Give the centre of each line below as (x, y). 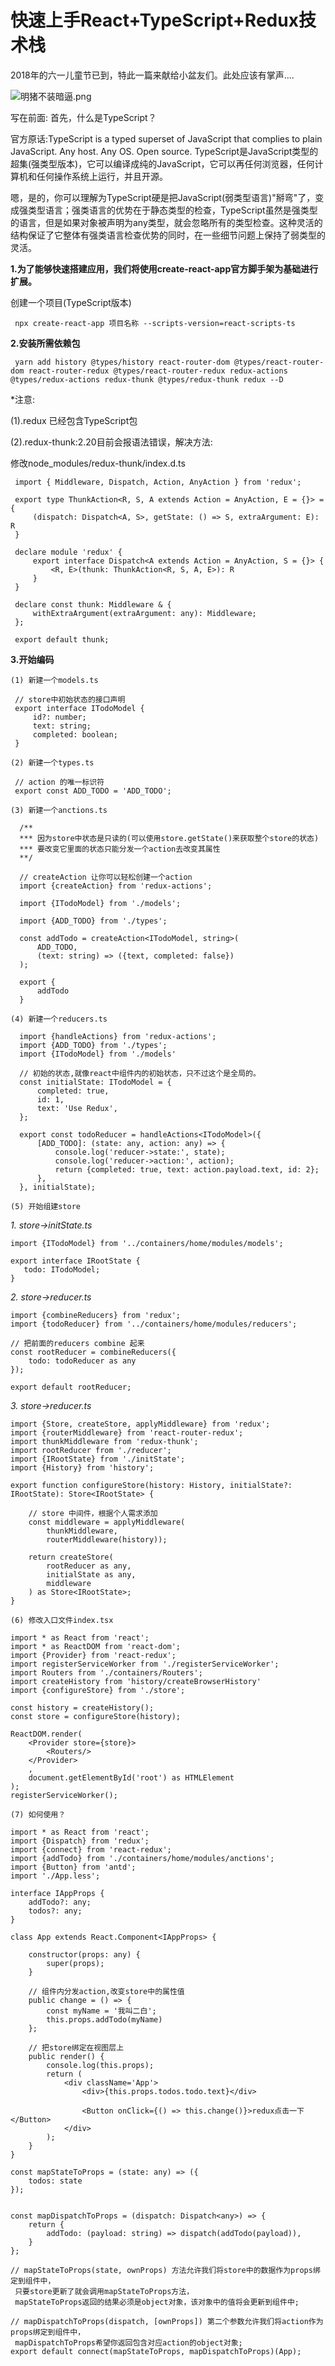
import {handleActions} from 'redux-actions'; (118, 1036)
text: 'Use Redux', (77, 1108)
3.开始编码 (32, 659)
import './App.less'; (55, 1876)
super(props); (75, 1963)
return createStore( (71, 1557)
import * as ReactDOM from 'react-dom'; (96, 1646)
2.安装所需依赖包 (45, 343)
